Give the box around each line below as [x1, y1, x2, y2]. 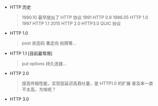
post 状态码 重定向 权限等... [21, 40, 77, 46]
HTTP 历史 [9, 4, 32, 10]
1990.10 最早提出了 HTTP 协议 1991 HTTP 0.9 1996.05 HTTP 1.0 [21, 15, 148, 20]
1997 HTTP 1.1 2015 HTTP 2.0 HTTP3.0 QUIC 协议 [21, 21, 121, 26]
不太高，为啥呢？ [21, 87, 56, 92]
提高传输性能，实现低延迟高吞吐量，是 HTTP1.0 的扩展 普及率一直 [21, 80, 154, 86]
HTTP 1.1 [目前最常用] [9, 50, 53, 56]
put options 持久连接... [21, 61, 67, 66]
